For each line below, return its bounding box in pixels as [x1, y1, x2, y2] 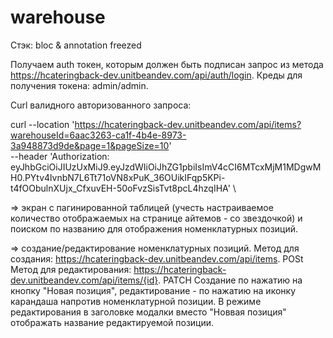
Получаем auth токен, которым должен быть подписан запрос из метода [10, 58, 324, 70]
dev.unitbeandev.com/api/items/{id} [10, 274, 159, 286]
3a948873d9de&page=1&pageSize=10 [10, 139, 170, 151]
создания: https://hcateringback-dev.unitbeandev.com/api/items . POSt [10, 252, 304, 265]
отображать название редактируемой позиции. [10, 316, 215, 328]
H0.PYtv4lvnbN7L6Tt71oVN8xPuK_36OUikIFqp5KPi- [10, 171, 226, 183]
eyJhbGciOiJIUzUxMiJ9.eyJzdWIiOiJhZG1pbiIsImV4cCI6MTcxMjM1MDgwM [10, 161, 322, 173]
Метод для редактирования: [10, 263, 132, 275]
